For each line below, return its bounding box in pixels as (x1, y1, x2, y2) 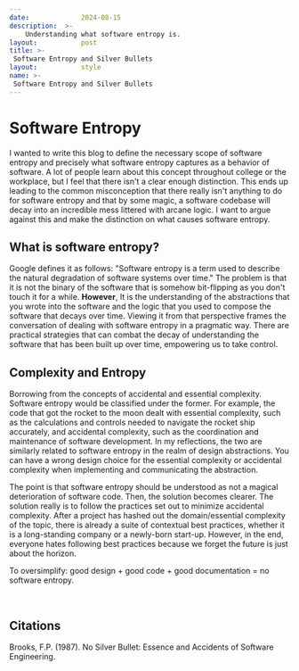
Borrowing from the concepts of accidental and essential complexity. (9, 389, 263, 400)
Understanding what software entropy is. (25, 29, 181, 38)
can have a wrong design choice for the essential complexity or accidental (9, 455, 282, 466)
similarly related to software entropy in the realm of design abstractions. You (9, 445, 289, 456)
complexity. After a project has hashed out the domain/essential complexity (9, 510, 287, 521)
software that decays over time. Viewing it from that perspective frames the (9, 311, 287, 321)
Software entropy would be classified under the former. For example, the (9, 398, 276, 409)
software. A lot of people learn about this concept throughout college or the (9, 166, 287, 177)
